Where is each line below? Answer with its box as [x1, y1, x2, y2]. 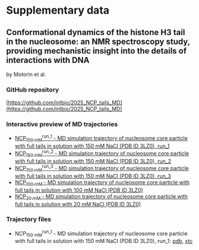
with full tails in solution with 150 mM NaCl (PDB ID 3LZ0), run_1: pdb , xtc [14, 238, 193, 245]
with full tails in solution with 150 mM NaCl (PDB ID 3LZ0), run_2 [14, 157, 172, 164]
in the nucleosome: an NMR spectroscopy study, [6, 36, 190, 46]
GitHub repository [6, 86, 59, 94]
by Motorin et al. [6, 71, 46, 78]
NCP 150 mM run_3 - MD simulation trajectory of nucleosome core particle [14, 164, 189, 173]
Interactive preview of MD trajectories [6, 120, 118, 128]
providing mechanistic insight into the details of [6, 46, 187, 56]
